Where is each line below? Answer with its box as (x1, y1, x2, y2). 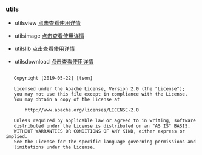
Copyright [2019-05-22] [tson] (13, 75, 93, 82)
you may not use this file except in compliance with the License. (13, 91, 188, 97)
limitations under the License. (13, 144, 96, 150)
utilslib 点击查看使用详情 (14, 45, 75, 53)
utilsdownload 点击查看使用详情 (14, 58, 94, 65)
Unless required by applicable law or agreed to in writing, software (13, 117, 197, 124)
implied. (5, 134, 28, 140)
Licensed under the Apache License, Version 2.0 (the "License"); (13, 86, 186, 92)
